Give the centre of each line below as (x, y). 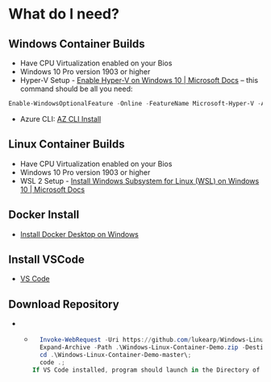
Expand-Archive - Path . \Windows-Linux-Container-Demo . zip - (142, 347)
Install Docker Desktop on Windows (79, 234)
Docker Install (44, 215)
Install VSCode (46, 259)
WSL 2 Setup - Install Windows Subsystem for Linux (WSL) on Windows (140, 181)
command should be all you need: (76, 89)
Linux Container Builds (67, 145)
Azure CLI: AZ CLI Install (60, 118)
